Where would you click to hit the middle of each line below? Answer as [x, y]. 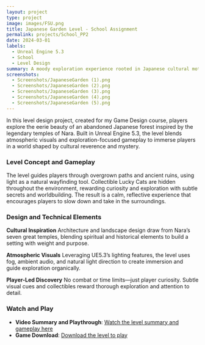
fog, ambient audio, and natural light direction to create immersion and [95, 262]
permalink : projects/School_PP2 [47, 35]
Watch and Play [30, 309]
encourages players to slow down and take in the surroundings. [86, 201]
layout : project [27, 12]
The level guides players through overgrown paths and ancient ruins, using [100, 175]
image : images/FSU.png [35, 23]
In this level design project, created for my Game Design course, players [97, 120]
